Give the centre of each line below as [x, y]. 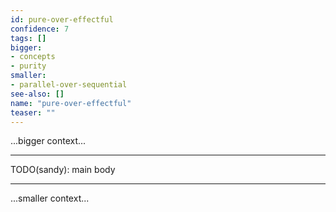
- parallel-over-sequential [69, 85]
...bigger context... [48, 141]
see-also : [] [37, 94]
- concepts [33, 57]
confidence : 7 [40, 29]
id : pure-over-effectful [62, 19]
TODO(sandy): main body [63, 170]
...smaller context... [50, 198]
